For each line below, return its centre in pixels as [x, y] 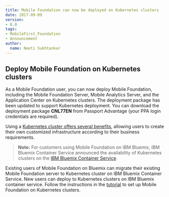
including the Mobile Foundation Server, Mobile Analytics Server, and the [82, 95]
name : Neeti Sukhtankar [35, 48]
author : [14, 44]
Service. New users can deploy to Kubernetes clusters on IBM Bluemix [80, 179]
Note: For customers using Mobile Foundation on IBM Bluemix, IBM [89, 147]
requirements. [20, 137]
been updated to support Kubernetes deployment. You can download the [82, 106]
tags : [11, 29]
